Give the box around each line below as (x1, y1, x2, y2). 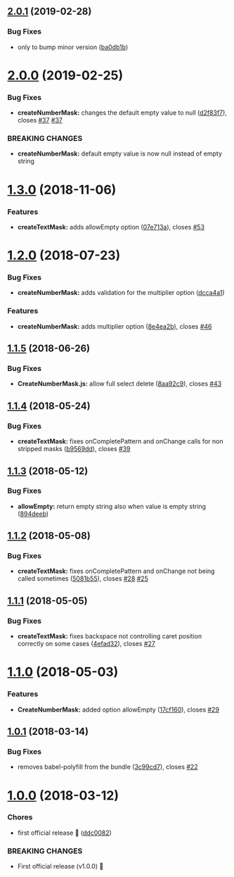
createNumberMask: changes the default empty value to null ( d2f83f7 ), (17, 108, 227, 117)
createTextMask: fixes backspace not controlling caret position (17, 632, 202, 641)
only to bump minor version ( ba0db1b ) (17, 42, 129, 51)
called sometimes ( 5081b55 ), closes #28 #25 (17, 574, 149, 583)
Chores (7, 812, 33, 822)
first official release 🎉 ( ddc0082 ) (17, 828, 112, 837)
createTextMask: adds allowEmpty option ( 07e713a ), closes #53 (17, 222, 205, 231)
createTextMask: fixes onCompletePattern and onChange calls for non (17, 437, 223, 446)
